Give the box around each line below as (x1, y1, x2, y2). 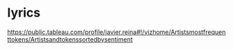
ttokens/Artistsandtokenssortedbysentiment (7, 35, 134, 43)
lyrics (7, 5, 41, 21)
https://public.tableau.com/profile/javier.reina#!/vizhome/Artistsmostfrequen (7, 28, 226, 36)
